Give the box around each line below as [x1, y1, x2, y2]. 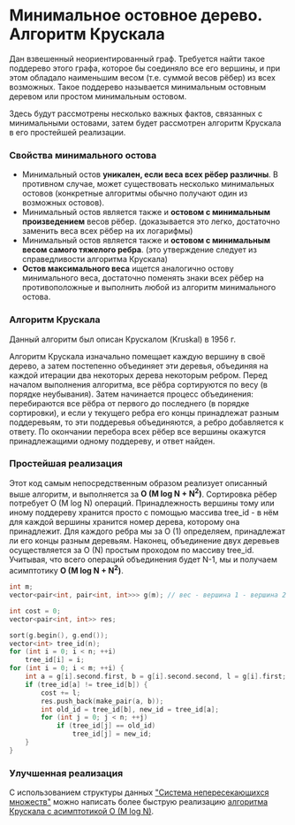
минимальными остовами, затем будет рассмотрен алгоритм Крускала [9, 117, 282, 128]
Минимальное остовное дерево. [9, 5, 262, 26]
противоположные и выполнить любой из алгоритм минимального [21, 282, 276, 293]
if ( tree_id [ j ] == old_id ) [56, 721, 156, 730]
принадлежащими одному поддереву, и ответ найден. [9, 436, 216, 446]
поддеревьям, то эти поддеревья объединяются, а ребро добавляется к [9, 417, 284, 428]
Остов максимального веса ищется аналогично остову [21, 263, 234, 274]
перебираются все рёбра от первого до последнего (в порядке [9, 397, 250, 408]
